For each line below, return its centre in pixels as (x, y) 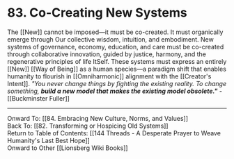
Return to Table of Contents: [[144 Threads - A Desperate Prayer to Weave (114, 133)
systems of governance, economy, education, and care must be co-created (116, 47)
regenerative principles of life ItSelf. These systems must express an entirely (117, 61)
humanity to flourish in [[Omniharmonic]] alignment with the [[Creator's (109, 76)
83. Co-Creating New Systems (97, 13)
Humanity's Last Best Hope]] (49, 140)
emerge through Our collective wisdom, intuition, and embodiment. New (110, 39)
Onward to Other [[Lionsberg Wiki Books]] (68, 148)
